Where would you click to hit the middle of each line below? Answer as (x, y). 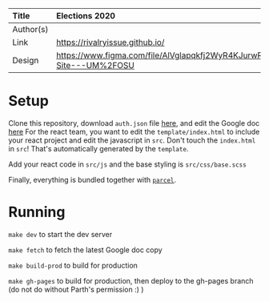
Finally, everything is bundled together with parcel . (92, 179)
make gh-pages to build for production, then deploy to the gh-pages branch (131, 280)
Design (26, 60)
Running (37, 212)
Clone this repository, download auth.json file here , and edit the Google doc (134, 123)
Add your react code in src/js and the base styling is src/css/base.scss (127, 164)
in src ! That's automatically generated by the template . (98, 148)
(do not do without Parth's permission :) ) (76, 289)
